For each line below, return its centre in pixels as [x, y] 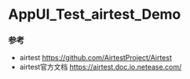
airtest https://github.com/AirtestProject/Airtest [96, 58]
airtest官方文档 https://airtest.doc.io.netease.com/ [100, 67]
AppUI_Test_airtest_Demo [95, 14]
